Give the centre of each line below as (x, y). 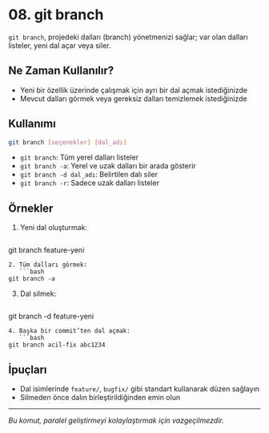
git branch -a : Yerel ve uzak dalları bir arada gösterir (108, 166)
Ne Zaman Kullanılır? (61, 71)
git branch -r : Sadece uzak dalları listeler (90, 183)
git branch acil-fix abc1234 (57, 345)
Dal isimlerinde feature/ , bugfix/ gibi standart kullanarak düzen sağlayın (140, 389)
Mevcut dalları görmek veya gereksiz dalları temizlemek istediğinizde (133, 99)
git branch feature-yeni (46, 250)
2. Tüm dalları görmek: (48, 265)
